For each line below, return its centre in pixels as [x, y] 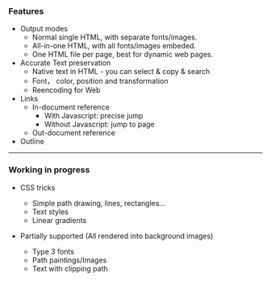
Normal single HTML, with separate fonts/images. [115, 37]
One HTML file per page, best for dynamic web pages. [123, 55]
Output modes [44, 29]
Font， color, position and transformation [100, 81]
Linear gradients [59, 220]
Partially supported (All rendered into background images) [117, 236]
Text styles [50, 212]
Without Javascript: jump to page [99, 124]
